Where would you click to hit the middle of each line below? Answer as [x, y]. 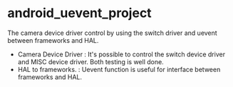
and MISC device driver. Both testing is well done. [90, 61]
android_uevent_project [79, 13]
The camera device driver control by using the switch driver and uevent [112, 33]
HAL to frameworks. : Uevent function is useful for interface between [119, 69]
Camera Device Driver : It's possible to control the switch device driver [121, 54]
